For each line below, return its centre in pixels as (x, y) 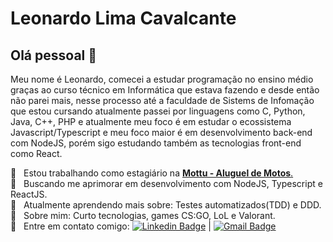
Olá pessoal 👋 (54, 55)
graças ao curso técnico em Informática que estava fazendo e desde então (165, 90)
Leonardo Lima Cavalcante (123, 18)
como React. (36, 153)
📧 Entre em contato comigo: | (111, 226)
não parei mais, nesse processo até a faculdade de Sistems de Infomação (162, 100)
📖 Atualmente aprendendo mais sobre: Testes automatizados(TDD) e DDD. (166, 205)
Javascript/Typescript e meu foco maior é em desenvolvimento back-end (161, 132)
